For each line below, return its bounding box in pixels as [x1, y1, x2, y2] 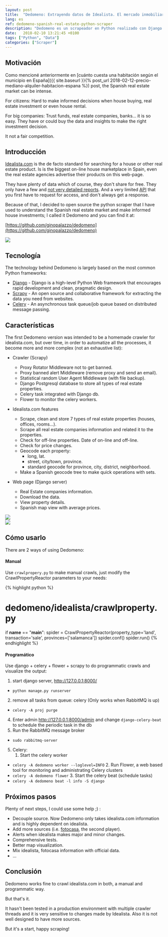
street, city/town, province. [27, 459, 83, 464]
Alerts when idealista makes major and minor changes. [12, 831, 125, 837]
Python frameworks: [5, 270, 47, 276]
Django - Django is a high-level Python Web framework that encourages [12, 280, 161, 286]
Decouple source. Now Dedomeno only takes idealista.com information [12, 815, 159, 821]
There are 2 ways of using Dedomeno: [5, 547, 84, 553]
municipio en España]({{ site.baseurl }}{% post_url [5, 77, 109, 83]
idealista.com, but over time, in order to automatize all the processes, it [5, 340, 151, 345]
